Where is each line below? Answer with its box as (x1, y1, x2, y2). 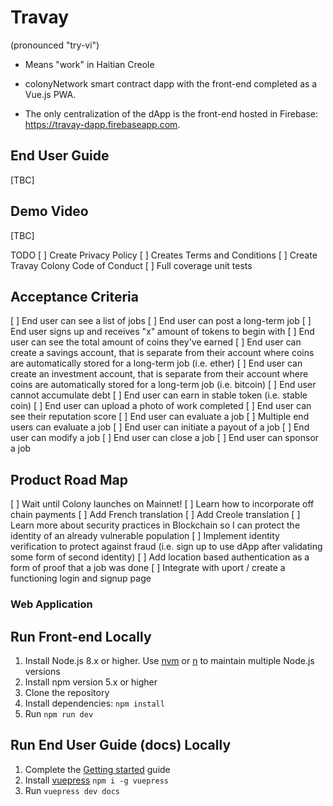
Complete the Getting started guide (24, 763, 171, 775)
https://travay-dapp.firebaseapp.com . (24, 118, 181, 130)
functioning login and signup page (10, 572, 152, 585)
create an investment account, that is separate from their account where (10, 368, 309, 380)
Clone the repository (24, 686, 110, 698)
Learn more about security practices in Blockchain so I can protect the (10, 519, 301, 531)
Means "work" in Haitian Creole (24, 58, 155, 70)
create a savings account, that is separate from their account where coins (10, 347, 315, 359)
